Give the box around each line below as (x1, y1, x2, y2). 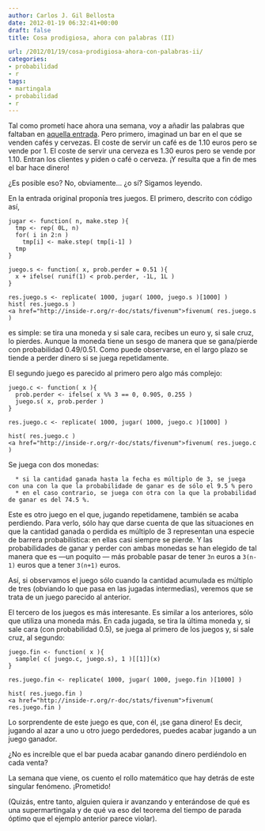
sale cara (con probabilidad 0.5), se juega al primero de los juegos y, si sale (8, 625, 255, 634)
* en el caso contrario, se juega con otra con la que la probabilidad (15, 489, 257, 497)
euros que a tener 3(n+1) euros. (17, 561, 121, 570)
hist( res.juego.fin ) (8, 689, 83, 698)
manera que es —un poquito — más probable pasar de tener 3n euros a (8, 552, 241, 561)
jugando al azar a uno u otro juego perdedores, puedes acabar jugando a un (8, 726, 257, 735)
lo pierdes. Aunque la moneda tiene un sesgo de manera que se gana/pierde (8, 337, 258, 346)
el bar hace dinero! (8, 163, 70, 172)
